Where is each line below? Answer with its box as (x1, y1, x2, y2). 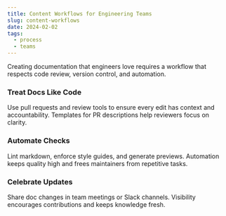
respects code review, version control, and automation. (7, 70, 166, 78)
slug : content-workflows (7, 17, 80, 24)
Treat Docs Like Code (7, 87, 82, 97)
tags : (7, 30, 23, 37)
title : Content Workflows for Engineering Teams (7, 10, 152, 18)
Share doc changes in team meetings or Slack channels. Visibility (7, 193, 197, 201)
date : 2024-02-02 (7, 23, 58, 30)
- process (13, 37, 42, 44)
